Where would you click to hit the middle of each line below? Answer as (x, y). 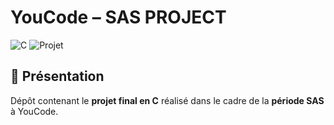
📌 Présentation (57, 76)
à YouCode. (34, 111)
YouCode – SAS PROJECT (118, 17)
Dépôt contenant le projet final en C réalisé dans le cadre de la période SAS (167, 100)
